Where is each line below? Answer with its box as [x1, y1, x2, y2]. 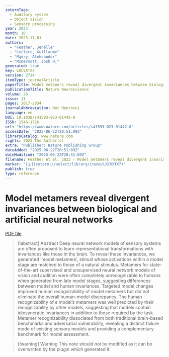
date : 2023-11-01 [5, 36, 42, 41]
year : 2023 [5, 26, 28, 31]
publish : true [5, 166, 35, 171]
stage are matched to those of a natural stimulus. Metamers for [17, 262, 148, 268]
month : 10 [5, 31, 26, 36]
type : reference [5, 171, 39, 176]
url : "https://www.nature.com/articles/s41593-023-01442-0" [5, 124, 134, 129]
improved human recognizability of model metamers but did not [17, 289, 150, 295]
